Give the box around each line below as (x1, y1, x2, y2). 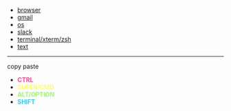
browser (16, 6, 41, 14)
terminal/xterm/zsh (16, 35, 71, 43)
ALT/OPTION (16, 90, 55, 99)
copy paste (7, 62, 39, 70)
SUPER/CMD (16, 83, 54, 91)
